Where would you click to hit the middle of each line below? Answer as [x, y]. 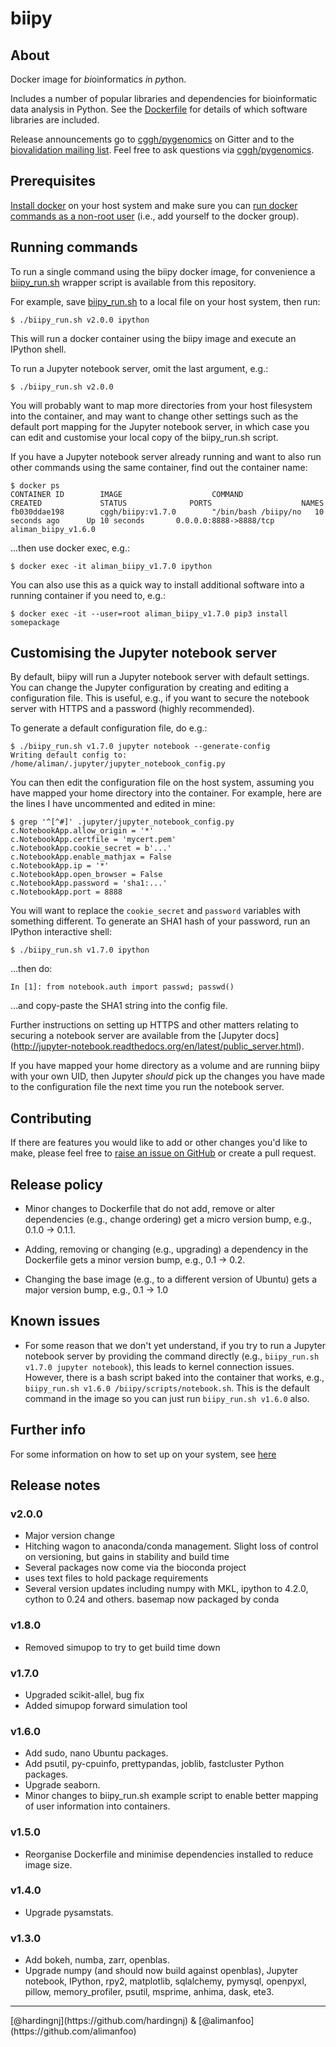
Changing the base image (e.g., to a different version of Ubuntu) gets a [171, 1279]
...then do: [31, 969]
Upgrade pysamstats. [69, 1912]
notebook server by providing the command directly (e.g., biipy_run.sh [172, 1356]
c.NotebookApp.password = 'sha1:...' [89, 883]
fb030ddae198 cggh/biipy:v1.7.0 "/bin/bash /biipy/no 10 [167, 512]
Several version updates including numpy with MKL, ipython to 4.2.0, [166, 1589]
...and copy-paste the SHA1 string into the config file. [119, 1006]
